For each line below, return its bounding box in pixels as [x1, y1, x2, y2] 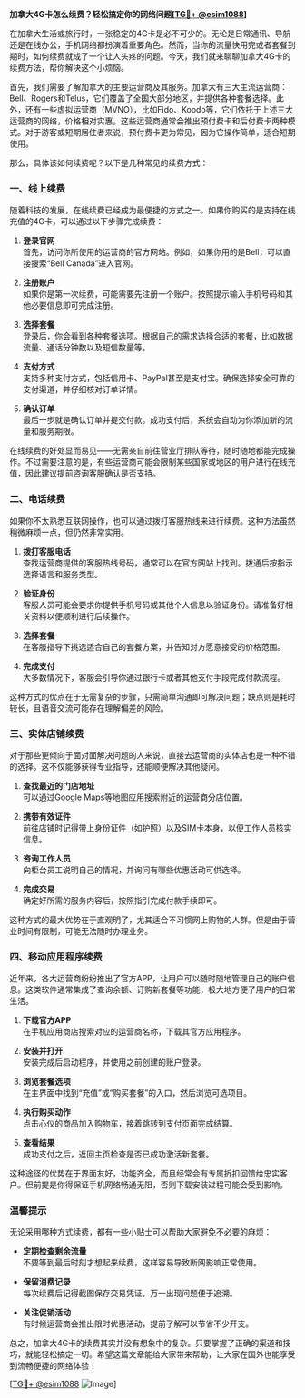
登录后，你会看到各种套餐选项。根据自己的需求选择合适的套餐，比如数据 [22, 330, 293, 341]
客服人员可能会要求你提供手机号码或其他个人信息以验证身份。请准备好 [22, 599, 286, 610]
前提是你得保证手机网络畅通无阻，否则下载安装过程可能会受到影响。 [33, 1179, 288, 1190]
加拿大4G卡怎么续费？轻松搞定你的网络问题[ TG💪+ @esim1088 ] [9, 9, 248, 19]
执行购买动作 [22, 1107, 71, 1117]
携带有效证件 [22, 811, 71, 822]
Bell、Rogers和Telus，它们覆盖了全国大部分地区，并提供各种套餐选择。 [9, 93, 277, 103]
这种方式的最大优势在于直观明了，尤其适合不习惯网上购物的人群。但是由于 [9, 914, 288, 925]
